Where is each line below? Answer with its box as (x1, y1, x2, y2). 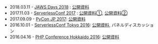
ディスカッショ (124, 22, 154, 28)
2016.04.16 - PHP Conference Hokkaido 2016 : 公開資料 (9, 34, 120, 40)
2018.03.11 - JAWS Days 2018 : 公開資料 (9, 4, 89, 10)
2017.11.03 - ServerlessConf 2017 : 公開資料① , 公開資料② (9, 10, 128, 16)
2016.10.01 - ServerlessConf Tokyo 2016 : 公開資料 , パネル (9, 22, 125, 28)
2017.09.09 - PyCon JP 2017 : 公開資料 (9, 16, 86, 22)
